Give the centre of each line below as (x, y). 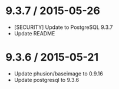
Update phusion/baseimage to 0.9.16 (59, 73)
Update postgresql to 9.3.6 (47, 80)
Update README (34, 33)
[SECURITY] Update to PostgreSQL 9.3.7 (63, 27)
